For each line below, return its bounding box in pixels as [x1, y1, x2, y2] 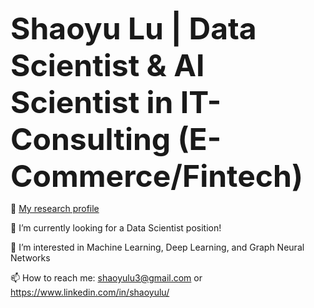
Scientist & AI [10, 46, 205, 84]
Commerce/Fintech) [10, 157, 303, 195]
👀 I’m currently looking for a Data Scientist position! [10, 222, 222, 234]
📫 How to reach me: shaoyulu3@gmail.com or [10, 272, 203, 284]
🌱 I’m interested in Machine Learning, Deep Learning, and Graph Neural [10, 241, 305, 253]
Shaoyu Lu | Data [10, 10, 257, 47]
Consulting [10, 120, 172, 158]
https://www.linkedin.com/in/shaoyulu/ [10, 286, 170, 298]
